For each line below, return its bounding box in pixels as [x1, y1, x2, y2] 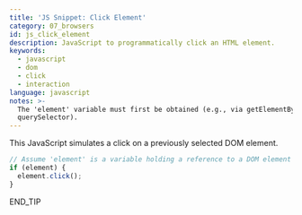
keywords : [9, 47, 47, 56]
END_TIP [9, 196, 41, 207]
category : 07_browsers [9, 21, 94, 30]
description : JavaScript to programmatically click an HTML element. [9, 38, 276, 47]
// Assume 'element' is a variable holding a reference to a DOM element [9, 155, 292, 164]
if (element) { [9, 163, 67, 172]
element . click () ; [17, 171, 83, 180]
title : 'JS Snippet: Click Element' [9, 13, 147, 22]
